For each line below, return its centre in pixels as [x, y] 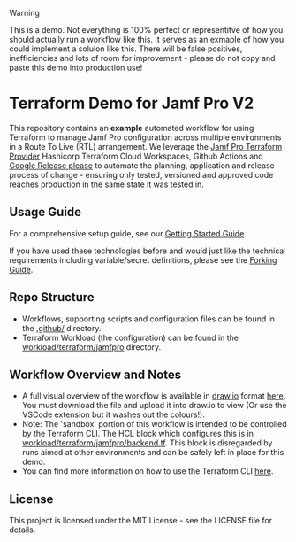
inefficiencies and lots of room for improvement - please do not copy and [142, 58]
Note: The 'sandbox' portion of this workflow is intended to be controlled [154, 424]
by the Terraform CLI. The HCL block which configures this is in [138, 434]
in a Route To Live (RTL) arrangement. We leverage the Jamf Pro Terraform [146, 146]
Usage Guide [46, 212]
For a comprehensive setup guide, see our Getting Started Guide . [128, 233]
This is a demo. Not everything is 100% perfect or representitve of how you [146, 30]
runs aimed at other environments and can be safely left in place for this [153, 453]
